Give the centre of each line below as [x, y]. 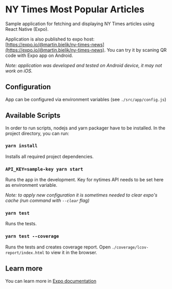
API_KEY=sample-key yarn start [44, 169]
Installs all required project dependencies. [49, 156]
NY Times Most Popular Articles [75, 9]
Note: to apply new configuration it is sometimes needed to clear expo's [81, 195]
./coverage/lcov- [130, 247]
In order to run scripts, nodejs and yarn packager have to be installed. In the [85, 128]
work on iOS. [19, 71]
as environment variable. [31, 185]
